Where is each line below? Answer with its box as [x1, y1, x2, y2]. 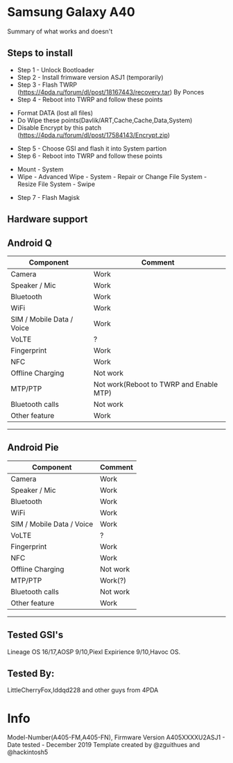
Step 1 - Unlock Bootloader [17, 65, 95, 74]
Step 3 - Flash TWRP [17, 81, 78, 89]
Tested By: [7, 667, 55, 679]
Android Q [7, 237, 53, 249]
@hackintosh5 [7, 748, 49, 757]
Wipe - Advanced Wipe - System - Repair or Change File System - [17, 172, 207, 181]
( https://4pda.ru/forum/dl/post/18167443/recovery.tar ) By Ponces [17, 87, 205, 96]
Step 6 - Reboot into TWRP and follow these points [17, 151, 163, 160]
